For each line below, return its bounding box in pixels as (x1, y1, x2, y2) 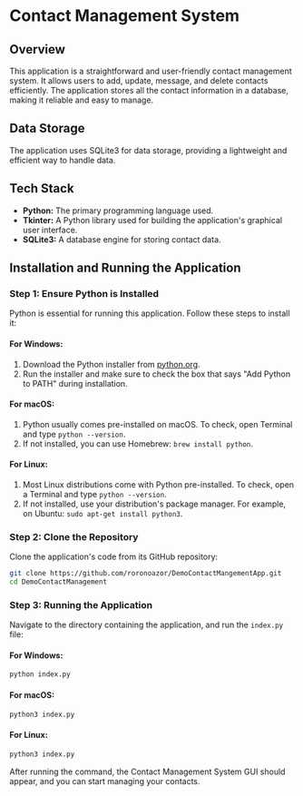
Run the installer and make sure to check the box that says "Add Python (22, 369, 291, 379)
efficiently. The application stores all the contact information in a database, (9, 85, 288, 95)
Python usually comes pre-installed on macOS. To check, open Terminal (22, 418, 293, 429)
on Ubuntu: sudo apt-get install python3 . (22, 507, 183, 518)
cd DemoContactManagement (9, 577, 107, 586)
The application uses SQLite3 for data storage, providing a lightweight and (9, 144, 288, 155)
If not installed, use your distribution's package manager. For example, (22, 498, 287, 509)
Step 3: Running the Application (9, 598, 152, 611)
